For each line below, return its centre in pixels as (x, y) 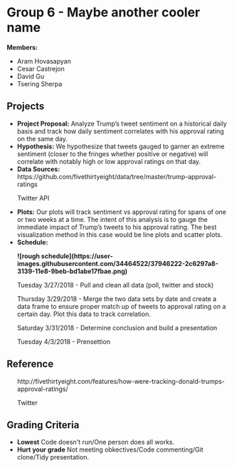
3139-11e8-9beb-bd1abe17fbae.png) (72, 271)
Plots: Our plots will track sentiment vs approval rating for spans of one (122, 212)
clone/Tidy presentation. (53, 457)
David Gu (31, 76)
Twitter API (33, 198)
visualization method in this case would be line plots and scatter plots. (119, 234)
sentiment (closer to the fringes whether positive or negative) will (112, 153)
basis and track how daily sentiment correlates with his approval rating (121, 131)
